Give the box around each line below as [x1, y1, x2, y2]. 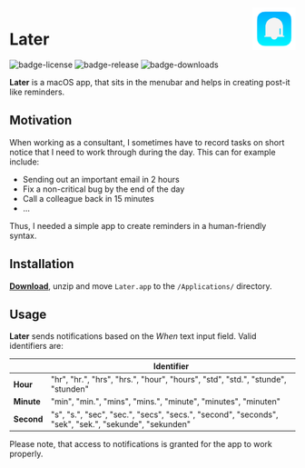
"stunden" [50, 383, 89, 394]
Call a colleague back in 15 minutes [22, 193, 154, 204]
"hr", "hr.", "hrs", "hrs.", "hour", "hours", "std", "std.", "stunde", [50, 374, 288, 385]
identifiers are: [9, 341, 64, 352]
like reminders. [9, 86, 65, 97]
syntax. [9, 230, 37, 241]
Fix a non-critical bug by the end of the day [22, 184, 185, 194]
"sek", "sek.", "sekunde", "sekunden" [50, 418, 191, 429]
